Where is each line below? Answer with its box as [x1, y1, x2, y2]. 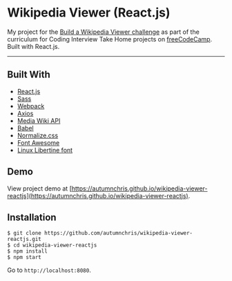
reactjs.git [7, 236, 41, 243]
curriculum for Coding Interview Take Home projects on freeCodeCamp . [7, 35, 213, 43]
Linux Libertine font [17, 146, 73, 154]
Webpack [17, 101, 45, 110]
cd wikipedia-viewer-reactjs [13, 242, 97, 249]
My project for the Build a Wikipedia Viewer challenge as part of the [7, 28, 200, 36]
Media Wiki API [17, 116, 61, 125]
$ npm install [7, 248, 48, 255]
